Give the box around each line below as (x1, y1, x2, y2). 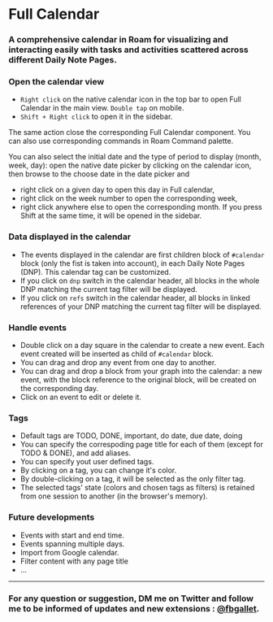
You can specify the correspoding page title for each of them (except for (19, 440, 264, 450)
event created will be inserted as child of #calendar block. (19, 349, 214, 359)
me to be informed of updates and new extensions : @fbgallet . (8, 602, 260, 614)
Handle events (8, 322, 67, 333)
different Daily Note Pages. (8, 54, 118, 66)
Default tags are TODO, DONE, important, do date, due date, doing (19, 431, 243, 441)
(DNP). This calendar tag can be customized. (19, 267, 171, 276)
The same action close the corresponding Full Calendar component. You (8, 128, 251, 137)
